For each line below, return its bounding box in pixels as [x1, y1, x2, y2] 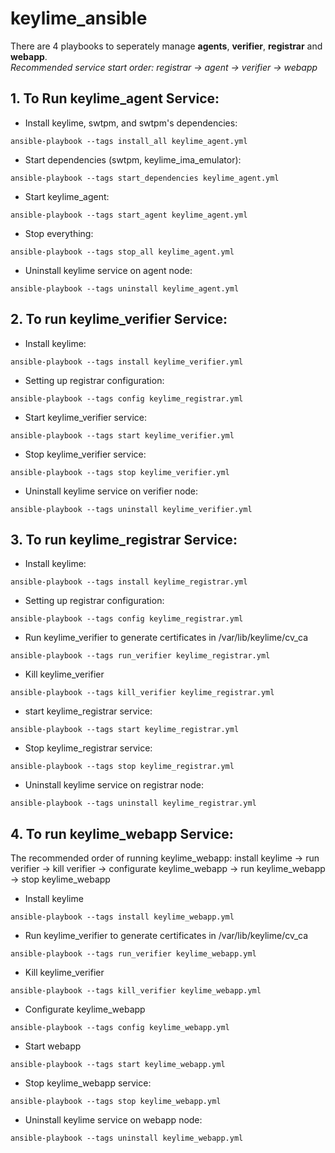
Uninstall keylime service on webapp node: [24, 1114, 203, 1126]
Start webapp [24, 1040, 82, 1052]
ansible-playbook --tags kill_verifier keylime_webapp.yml [10, 986, 262, 996]
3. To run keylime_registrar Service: [10, 531, 238, 548]
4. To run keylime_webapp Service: [10, 825, 234, 842]
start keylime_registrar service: [24, 705, 153, 717]
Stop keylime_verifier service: [24, 448, 147, 460]
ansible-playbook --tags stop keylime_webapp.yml [10, 1097, 222, 1107]
